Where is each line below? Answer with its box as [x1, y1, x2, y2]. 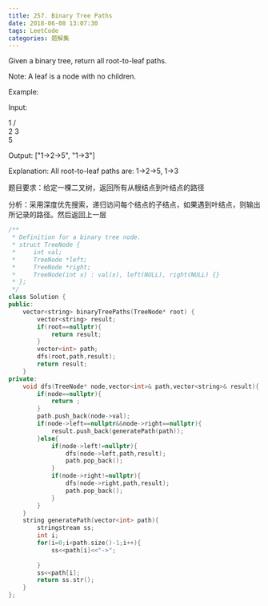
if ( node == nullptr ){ [37, 390, 102, 398]
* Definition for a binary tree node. [11, 233, 142, 241]
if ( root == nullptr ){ [37, 322, 102, 331]
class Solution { [8, 293, 66, 301]
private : [8, 374, 38, 383]
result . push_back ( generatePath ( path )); [50, 426, 184, 435]
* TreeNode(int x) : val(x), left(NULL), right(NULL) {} [11, 270, 220, 279]
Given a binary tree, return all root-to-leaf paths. [8, 56, 167, 66]
